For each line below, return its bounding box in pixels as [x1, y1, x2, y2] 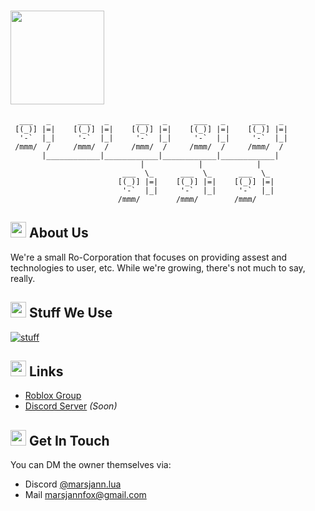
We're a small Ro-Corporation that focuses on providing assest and [10, 251, 288, 263]
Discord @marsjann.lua [24, 478, 122, 490]
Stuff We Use [28, 305, 113, 322]
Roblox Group [24, 390, 82, 402]
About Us [28, 225, 89, 242]
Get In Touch [28, 432, 110, 449]
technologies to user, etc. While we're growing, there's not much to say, [10, 261, 306, 274]
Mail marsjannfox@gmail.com [24, 489, 147, 501]
